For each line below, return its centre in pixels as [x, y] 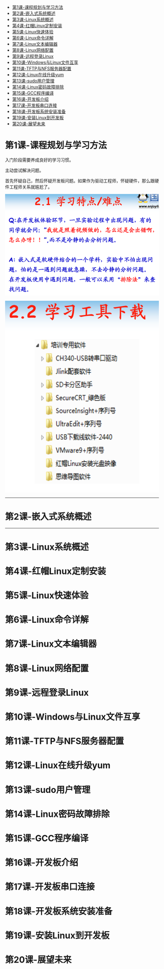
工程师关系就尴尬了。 [31, 187]
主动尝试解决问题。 [24, 170]
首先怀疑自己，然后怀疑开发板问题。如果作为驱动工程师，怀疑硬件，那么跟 [80, 181]
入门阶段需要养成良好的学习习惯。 [39, 160]
